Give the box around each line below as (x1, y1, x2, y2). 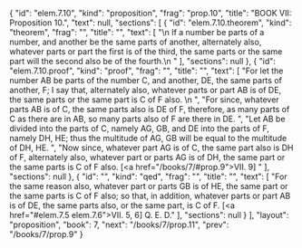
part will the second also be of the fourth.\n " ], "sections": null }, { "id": (9, 56, 277, 66)
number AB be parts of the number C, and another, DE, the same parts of (9, 75, 283, 85)
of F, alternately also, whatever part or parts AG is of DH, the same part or (9, 152, 286, 162)
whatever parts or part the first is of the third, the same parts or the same (9, 46, 283, 57)
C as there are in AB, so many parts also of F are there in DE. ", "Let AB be (9, 113, 286, 124)
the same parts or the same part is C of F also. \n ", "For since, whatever (9, 94, 279, 105)
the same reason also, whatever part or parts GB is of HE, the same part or (9, 181, 288, 191)
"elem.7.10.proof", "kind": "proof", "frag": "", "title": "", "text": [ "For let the (9, 65, 284, 76)
